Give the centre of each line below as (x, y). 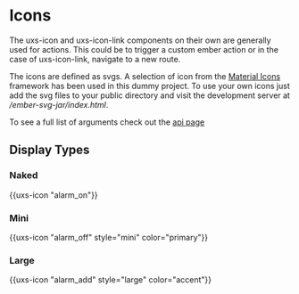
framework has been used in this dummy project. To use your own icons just (149, 86)
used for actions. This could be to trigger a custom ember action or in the (144, 49)
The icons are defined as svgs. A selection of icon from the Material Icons (145, 76)
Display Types (50, 150)
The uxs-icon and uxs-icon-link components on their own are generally (140, 40)
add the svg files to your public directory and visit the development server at (149, 95)
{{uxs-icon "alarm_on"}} (54, 195)
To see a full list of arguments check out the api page (107, 122)
